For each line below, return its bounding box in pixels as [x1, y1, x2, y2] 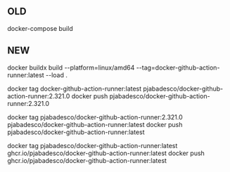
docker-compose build [7, 24, 73, 32]
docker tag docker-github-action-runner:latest [7, 84, 142, 93]
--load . [45, 70, 68, 79]
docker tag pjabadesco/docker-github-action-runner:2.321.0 [7, 112, 183, 121]
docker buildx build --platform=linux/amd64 [7, 63, 135, 72]
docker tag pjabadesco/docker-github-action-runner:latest [7, 141, 178, 150]
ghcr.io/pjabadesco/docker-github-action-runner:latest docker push [7, 149, 205, 157]
